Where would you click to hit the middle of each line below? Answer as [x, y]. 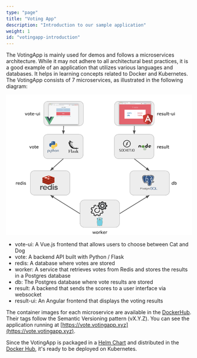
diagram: [17, 86]
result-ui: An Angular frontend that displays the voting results [89, 301]
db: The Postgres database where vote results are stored [84, 282]
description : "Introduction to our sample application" [76, 25]
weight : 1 [18, 31]
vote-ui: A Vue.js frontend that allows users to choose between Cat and [101, 245]
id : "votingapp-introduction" [43, 38]
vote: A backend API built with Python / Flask [69, 257]
